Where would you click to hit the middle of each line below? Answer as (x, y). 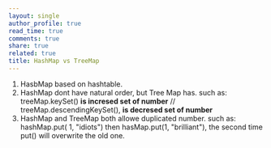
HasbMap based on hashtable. (71, 84)
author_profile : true (45, 23)
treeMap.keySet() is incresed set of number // (98, 101)
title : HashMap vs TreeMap (54, 61)
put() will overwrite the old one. (73, 135)
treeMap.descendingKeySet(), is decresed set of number (116, 109)
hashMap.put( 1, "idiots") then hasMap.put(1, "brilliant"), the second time (142, 127)
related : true (32, 53)
